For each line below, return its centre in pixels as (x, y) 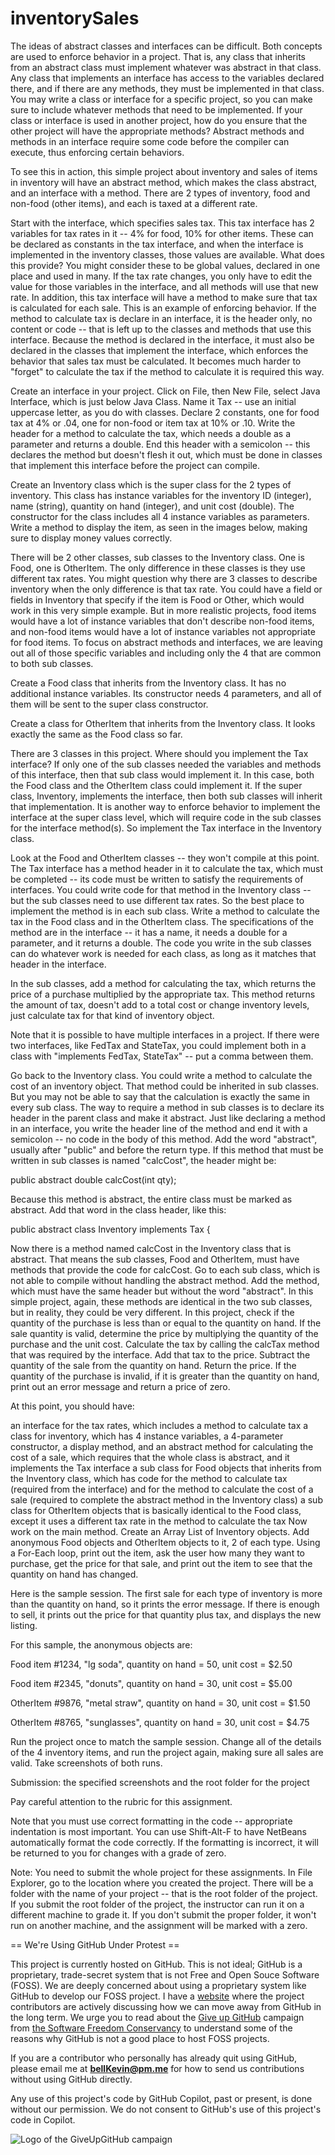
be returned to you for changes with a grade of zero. (118, 1853)
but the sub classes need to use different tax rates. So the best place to (157, 900)
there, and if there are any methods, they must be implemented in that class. (167, 88)
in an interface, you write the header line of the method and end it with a (159, 1128)
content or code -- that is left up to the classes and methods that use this (161, 329)
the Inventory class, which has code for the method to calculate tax (149, 1478)
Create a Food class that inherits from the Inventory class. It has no (148, 683)
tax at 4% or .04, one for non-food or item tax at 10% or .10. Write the (153, 423)
